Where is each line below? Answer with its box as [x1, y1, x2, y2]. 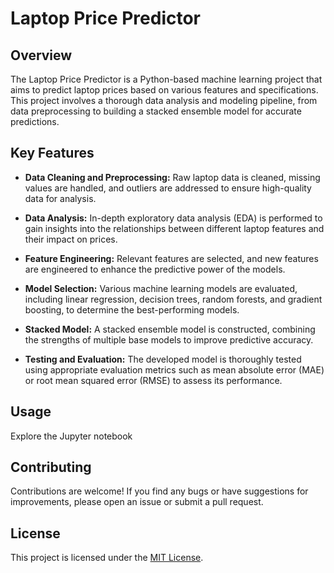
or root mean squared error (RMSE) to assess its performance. [24, 374, 283, 386]
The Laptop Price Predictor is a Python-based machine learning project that [10, 73, 323, 85]
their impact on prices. [24, 233, 118, 245]
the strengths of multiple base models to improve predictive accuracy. [24, 333, 314, 346]
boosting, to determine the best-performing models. [24, 303, 240, 316]
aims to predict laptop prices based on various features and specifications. [10, 84, 319, 96]
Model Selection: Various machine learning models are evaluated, [24, 282, 298, 294]
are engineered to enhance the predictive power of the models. [24, 263, 286, 275]
